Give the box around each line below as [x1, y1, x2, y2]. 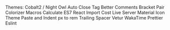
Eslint [5, 20, 17, 26]
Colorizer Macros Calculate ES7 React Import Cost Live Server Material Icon [5, 9, 165, 15]
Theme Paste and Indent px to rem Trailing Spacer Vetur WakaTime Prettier [5, 15, 163, 20]
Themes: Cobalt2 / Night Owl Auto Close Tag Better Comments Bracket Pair [5, 4, 165, 10]
